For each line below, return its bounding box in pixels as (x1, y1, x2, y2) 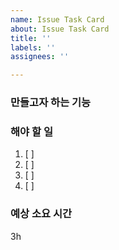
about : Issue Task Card (10, 24, 110, 34)
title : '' (10, 33, 52, 43)
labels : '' (10, 42, 56, 53)
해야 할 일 (10, 124, 53, 138)
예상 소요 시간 (10, 207, 73, 221)
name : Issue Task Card (10, 14, 105, 25)
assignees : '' (10, 52, 70, 62)
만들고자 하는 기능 (10, 96, 92, 110)
